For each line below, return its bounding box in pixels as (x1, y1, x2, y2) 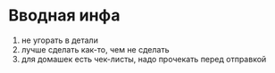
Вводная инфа (8, 5, 121, 26)
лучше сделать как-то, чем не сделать (21, 44, 170, 54)
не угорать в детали (21, 35, 99, 45)
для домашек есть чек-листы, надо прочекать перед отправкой (21, 53, 267, 64)
